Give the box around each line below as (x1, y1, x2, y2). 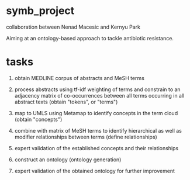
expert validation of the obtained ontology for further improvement (14, 167, 175, 174)
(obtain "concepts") (14, 116, 63, 123)
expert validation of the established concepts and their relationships (14, 144, 179, 151)
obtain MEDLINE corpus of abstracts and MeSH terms (14, 74, 145, 81)
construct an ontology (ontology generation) (14, 156, 122, 163)
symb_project (6, 4, 75, 18)
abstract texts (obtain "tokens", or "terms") (14, 98, 118, 105)
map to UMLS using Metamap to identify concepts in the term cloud (14, 109, 178, 116)
